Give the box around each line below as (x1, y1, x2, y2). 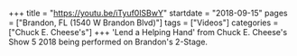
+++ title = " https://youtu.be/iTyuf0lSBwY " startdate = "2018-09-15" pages (8, 8, 288, 18)
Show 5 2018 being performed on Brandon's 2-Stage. (8, 36, 209, 47)
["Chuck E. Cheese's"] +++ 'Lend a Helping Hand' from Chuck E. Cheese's (8, 27, 288, 37)
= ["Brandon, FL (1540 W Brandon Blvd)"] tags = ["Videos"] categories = (8, 17, 279, 28)
